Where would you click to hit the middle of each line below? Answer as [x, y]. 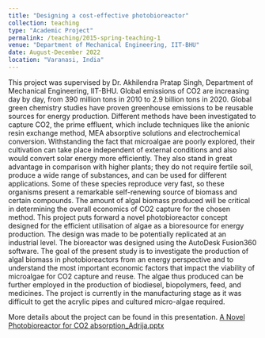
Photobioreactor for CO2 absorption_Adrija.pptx [86, 325]
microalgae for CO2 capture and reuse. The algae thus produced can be [126, 276]
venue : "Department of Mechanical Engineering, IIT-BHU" [104, 45]
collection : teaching [44, 23]
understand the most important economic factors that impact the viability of [132, 267]
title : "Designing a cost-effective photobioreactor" [99, 15]
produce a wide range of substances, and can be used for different [117, 175]
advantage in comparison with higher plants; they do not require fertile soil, [131, 167]
